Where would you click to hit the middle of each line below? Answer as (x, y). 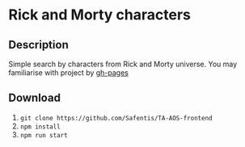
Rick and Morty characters (100, 15)
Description (38, 45)
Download (34, 98)
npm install (40, 127)
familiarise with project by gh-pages (69, 73)
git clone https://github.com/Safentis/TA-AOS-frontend (116, 118)
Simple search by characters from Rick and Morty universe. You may (123, 64)
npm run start (44, 135)
